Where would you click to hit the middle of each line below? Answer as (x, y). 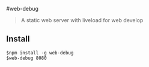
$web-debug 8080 (26, 58)
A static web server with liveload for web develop (82, 20)
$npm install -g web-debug (40, 53)
